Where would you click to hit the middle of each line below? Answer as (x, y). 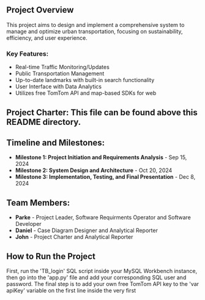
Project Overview (40, 10)
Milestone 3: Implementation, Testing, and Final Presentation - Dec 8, (105, 177)
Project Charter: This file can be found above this (102, 112)
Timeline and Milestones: (56, 142)
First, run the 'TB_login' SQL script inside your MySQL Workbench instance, (102, 271)
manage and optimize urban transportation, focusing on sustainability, (95, 31)
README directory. (44, 122)
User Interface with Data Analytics (58, 87)
